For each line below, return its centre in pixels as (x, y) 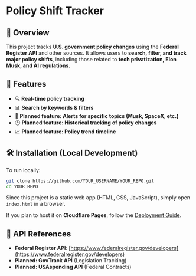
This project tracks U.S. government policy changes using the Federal (92, 47)
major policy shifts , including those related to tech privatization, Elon (92, 59)
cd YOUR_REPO (22, 186)
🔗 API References (39, 234)
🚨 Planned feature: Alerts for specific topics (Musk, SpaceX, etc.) (97, 116)
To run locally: (23, 170)
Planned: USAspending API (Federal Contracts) (73, 267)
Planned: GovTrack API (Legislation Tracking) (71, 261)
